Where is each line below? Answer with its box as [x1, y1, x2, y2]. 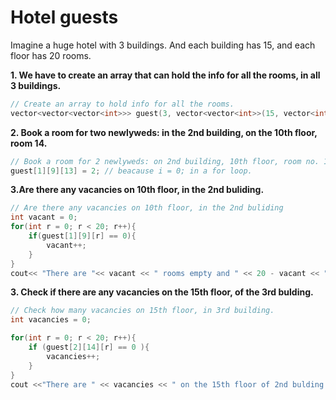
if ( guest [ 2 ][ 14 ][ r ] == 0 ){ [28, 342, 150, 353]
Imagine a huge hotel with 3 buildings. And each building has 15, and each [10, 39, 316, 51]
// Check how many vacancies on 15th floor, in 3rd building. [10, 306, 275, 316]
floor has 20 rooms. [10, 49, 92, 61]
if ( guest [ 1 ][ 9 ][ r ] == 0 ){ [28, 231, 137, 241]
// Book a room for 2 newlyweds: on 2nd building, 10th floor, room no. [10, 156, 320, 166]
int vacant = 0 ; [10, 212, 78, 223]
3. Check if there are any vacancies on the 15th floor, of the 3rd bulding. [10, 286, 314, 298]
